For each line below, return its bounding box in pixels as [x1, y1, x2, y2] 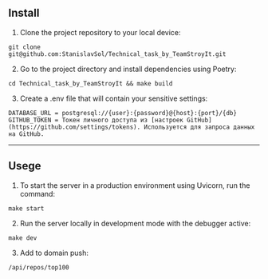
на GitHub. [8, 130, 45, 138]
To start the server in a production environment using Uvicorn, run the [19, 180, 250, 190]
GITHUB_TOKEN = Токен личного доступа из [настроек [8, 116, 183, 124]
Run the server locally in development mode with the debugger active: [19, 218, 251, 228]
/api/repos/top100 [8, 263, 69, 271]
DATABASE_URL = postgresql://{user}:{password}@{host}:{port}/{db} [8, 109, 238, 117]
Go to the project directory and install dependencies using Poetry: [19, 64, 237, 74]
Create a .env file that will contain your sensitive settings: [19, 94, 208, 103]
